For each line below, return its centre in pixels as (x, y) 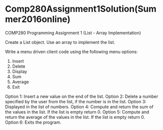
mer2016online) (38, 19)
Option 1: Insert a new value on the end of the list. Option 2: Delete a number (81, 96)
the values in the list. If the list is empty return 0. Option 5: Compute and (77, 112)
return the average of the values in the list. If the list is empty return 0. (75, 117)
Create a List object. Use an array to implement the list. (60, 42)
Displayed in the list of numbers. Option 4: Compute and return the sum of (79, 107)
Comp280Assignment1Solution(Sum (81, 9)
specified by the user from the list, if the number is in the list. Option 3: (76, 101)
